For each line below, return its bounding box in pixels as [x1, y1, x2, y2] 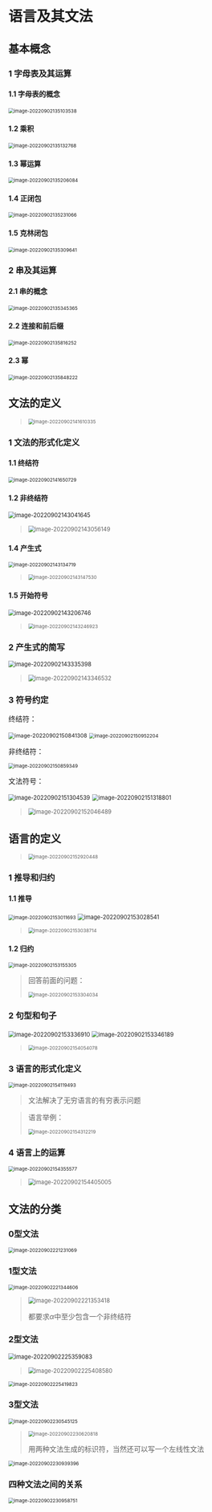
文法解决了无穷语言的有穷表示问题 [27, 1095, 141, 1105]
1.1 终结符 [8, 458, 39, 468]
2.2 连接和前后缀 [8, 321, 64, 331]
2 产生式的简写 [8, 642, 66, 653]
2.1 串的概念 [8, 287, 48, 296]
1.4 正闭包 [8, 194, 42, 203]
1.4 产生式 [8, 543, 42, 552]
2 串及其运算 [8, 265, 57, 276]
